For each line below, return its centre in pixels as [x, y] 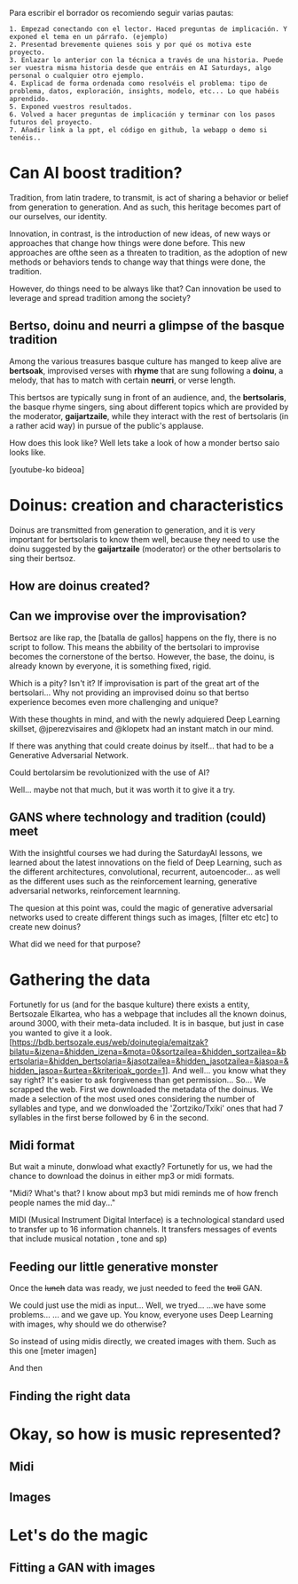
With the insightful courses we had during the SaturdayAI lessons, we [136, 852]
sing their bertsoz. [43, 558]
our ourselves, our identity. [59, 216]
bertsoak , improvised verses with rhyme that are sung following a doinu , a [146, 370]
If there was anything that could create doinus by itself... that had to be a [142, 746]
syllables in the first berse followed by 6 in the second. [109, 1117]
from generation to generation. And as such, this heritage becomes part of [145, 207]
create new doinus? [45, 926]
